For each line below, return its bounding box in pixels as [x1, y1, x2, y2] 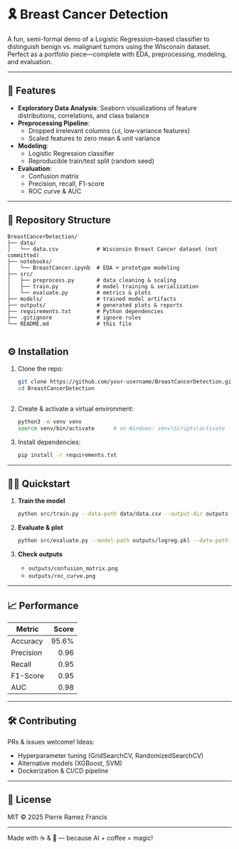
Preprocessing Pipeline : [17, 119, 90, 127]
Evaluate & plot [17, 523, 64, 532]
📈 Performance [7, 599, 79, 611]
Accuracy [11, 636, 43, 645]
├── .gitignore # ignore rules [7, 314, 142, 321]
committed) [7, 251, 40, 259]
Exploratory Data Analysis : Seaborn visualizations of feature [17, 103, 197, 112]
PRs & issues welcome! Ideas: [7, 737, 95, 746]
